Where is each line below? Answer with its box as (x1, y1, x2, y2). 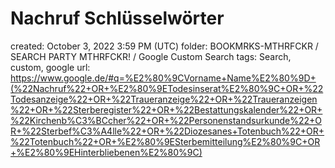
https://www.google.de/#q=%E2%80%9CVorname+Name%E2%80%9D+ (10, 72, 317, 84)
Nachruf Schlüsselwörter (10, 7, 225, 30)
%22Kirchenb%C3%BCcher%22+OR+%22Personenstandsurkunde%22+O (10, 114, 322, 126)
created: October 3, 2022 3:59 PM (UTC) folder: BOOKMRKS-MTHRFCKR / (10, 40, 319, 52)
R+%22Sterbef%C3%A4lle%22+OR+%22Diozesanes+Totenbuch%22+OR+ (10, 125, 325, 137)
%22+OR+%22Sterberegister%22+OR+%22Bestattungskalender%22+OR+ (10, 103, 323, 116)
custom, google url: (10, 61, 91, 73)
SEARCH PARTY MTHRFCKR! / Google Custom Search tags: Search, (10, 50, 292, 62)
